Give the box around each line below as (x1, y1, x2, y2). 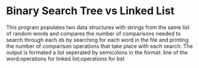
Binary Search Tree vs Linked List (6, 4, 175, 18)
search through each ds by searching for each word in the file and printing (6, 36, 189, 43)
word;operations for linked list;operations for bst (6, 55, 125, 62)
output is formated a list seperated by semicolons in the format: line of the (6, 48, 188, 56)
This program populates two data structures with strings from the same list (6, 24, 189, 31)
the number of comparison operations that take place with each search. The (6, 43, 193, 50)
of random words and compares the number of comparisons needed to (6, 30, 181, 37)
